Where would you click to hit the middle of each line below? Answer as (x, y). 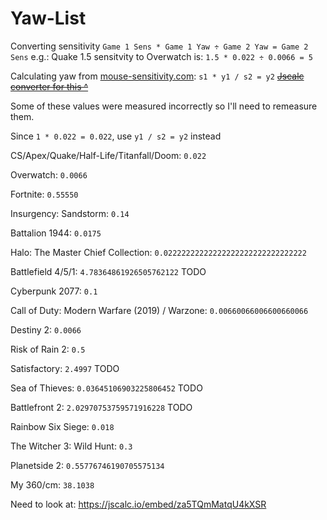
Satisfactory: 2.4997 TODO (65, 368)
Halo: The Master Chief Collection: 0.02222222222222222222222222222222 (158, 252)
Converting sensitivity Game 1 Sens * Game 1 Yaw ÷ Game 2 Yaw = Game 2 (159, 46)
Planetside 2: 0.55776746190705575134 (87, 465)
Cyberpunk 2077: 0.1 (54, 291)
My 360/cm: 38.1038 (52, 484)
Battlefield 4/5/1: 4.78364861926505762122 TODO (108, 271)
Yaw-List (48, 18)
